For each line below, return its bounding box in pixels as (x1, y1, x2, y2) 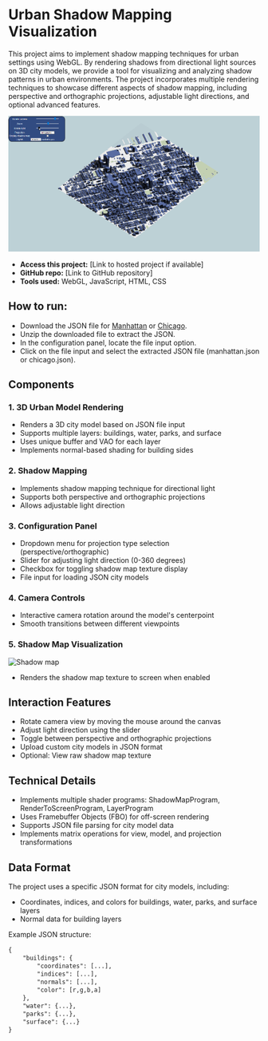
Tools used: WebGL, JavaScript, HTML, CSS (19, 276, 167, 286)
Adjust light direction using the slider (19, 725, 141, 735)
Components (8, 378, 74, 392)
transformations (19, 837, 73, 847)
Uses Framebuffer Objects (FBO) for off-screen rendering (19, 812, 210, 821)
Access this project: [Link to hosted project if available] (19, 259, 204, 269)
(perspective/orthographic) (19, 547, 109, 556)
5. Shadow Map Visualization (8, 639, 124, 650)
